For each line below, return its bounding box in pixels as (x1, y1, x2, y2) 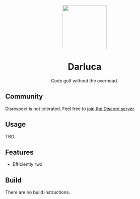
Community (5, 92, 43, 101)
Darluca (67, 61, 102, 72)
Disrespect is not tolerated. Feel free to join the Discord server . (5, 106, 135, 112)
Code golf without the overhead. (51, 77, 118, 83)
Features (5, 148, 34, 156)
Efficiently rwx (12, 161, 43, 167)
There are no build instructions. (5, 189, 71, 195)
